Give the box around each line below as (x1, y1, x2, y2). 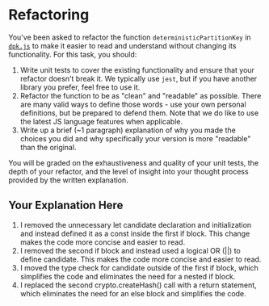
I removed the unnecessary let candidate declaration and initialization (19, 220, 252, 229)
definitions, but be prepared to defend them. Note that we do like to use (19, 107, 259, 118)
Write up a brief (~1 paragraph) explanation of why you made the (19, 125, 236, 135)
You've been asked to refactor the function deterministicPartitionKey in (8, 32, 252, 42)
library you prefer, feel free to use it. (19, 82, 141, 92)
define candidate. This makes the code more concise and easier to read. (19, 254, 262, 264)
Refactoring (8, 6, 90, 24)
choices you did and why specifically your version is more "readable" (19, 133, 251, 143)
